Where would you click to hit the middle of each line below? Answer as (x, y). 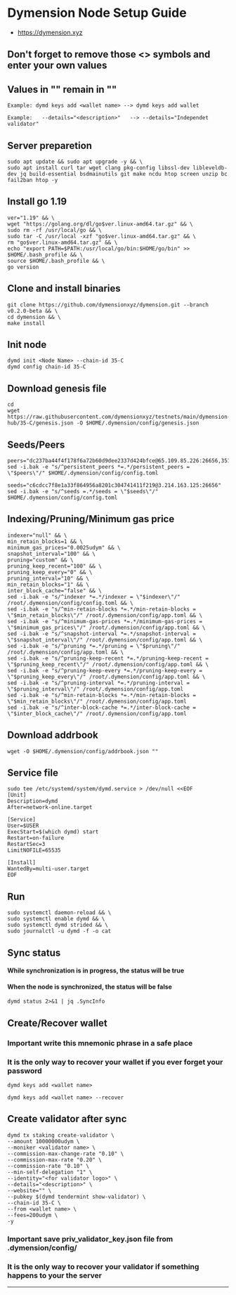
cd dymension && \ (34, 317)
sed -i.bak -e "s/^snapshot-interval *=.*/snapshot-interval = (102, 634)
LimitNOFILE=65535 (34, 851)
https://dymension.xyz (50, 32)
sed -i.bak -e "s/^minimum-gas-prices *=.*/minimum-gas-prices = (105, 621)
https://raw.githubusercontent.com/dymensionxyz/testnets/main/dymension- (119, 417)
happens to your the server (54, 1275)
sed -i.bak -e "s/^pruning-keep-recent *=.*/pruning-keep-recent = (108, 658)
